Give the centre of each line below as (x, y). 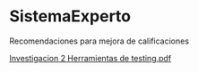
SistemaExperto (70, 16)
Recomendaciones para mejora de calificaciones (99, 41)
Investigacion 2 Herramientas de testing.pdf (90, 58)
